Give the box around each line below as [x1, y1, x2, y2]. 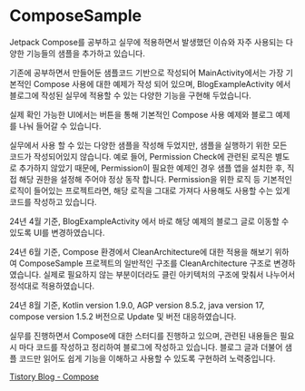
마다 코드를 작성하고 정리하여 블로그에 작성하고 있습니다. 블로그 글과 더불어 [18, 341, 283, 352]
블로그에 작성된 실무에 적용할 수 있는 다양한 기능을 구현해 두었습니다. [9, 90, 251, 101]
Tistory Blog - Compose [9, 371, 100, 382]
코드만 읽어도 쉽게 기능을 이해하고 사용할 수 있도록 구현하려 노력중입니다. [18, 353, 276, 364]
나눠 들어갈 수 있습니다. [18, 120, 102, 132]
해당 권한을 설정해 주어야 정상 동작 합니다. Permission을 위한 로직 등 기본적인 [18, 173, 292, 184]
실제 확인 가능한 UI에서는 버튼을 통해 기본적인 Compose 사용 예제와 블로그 [9, 109, 274, 120]
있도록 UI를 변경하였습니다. [9, 227, 105, 238]
